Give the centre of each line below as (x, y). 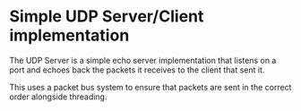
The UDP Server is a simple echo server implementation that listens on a (143, 60)
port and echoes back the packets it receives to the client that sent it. (137, 70)
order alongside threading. (58, 97)
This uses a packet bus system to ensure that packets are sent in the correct (150, 87)
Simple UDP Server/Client (107, 17)
